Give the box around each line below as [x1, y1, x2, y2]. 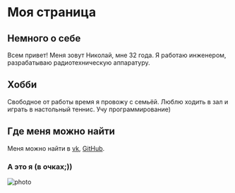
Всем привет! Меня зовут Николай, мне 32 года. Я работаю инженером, [7, 51, 227, 59]
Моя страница [7, 4, 97, 20]
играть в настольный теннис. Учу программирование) [7, 105, 171, 113]
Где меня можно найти [7, 125, 115, 137]
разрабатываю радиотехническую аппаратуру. [7, 58, 150, 67]
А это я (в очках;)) [7, 161, 73, 171]
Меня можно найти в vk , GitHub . [7, 144, 105, 152]
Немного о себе [7, 32, 81, 44]
